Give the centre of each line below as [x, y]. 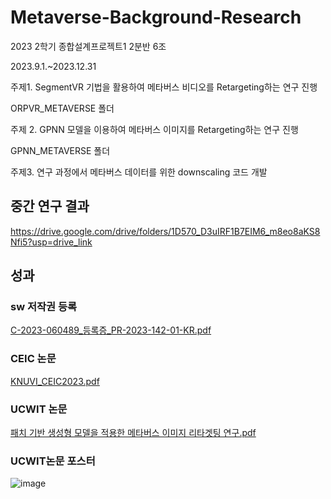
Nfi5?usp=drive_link [51, 242]
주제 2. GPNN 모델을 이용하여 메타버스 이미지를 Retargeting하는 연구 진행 [154, 129]
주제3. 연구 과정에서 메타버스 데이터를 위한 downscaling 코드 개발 [139, 172]
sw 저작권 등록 [44, 307]
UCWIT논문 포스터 [53, 461]
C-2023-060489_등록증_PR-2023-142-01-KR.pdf [111, 330]
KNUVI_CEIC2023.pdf [55, 381]
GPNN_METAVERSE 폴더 [60, 150]
